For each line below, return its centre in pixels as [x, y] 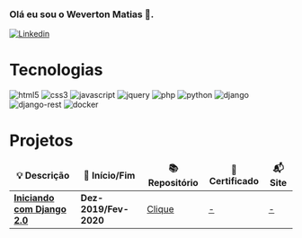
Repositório [173, 183]
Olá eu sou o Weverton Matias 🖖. [82, 14]
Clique [160, 209]
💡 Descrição [43, 175]
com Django [40, 209]
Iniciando [34, 198]
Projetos [41, 141]
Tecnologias [56, 70]
